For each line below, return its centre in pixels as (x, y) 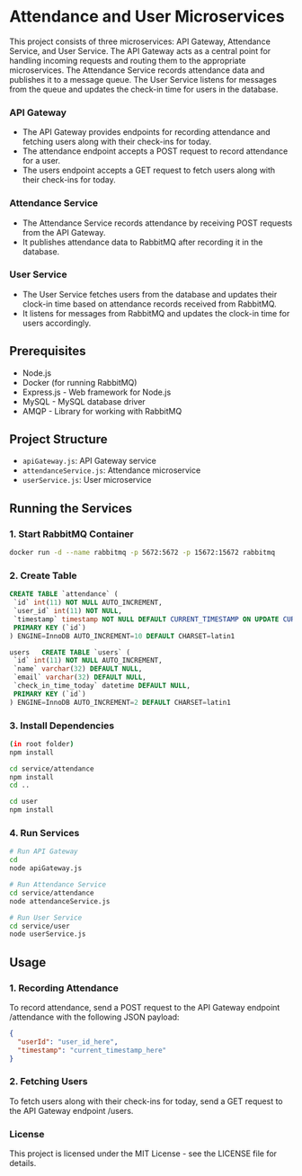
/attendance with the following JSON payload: (94, 1017)
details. (23, 1163)
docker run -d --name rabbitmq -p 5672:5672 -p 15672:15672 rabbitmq (142, 553)
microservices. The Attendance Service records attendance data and (137, 70)
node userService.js (48, 934)
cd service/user (40, 926)
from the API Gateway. (64, 232)
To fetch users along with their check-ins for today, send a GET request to (146, 1101)
